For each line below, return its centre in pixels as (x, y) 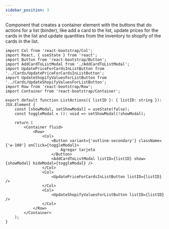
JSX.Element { (21, 104)
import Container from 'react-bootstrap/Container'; (63, 91)
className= (150, 140)
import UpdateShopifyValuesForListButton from (56, 78)
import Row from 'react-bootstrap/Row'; (49, 86)
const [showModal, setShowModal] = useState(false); (72, 109)
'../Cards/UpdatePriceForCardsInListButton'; (55, 73)
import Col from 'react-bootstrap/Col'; (49, 50)
